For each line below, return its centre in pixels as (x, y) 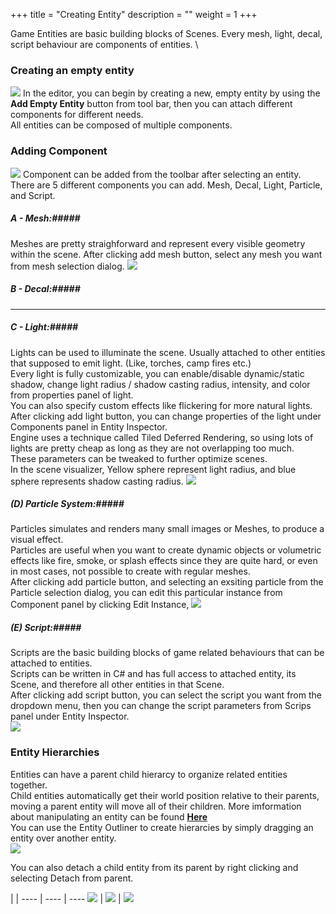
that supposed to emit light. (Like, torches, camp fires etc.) (131, 363)
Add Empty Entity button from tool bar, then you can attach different (151, 104)
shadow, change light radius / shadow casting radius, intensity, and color (160, 384)
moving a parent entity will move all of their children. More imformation (156, 806)
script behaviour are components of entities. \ (104, 44)
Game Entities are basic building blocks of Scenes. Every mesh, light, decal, (166, 33)
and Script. (33, 195)
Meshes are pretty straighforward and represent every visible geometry (158, 243)
